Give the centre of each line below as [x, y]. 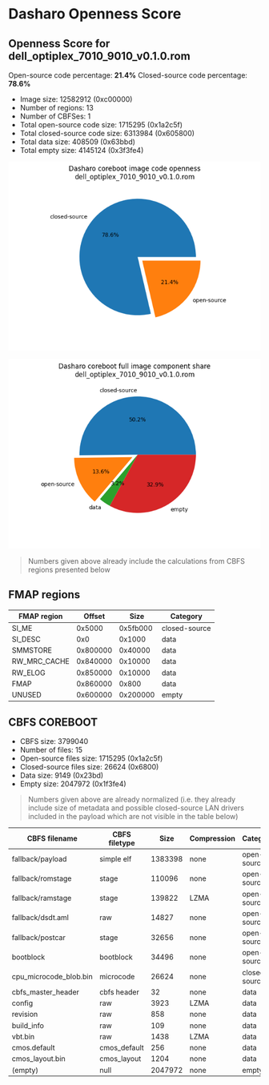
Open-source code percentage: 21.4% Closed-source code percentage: [128, 75]
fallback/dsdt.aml [40, 918]
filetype [122, 842]
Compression [213, 838]
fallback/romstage [42, 878]
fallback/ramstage [42, 898]
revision [25, 1015]
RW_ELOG [28, 673]
